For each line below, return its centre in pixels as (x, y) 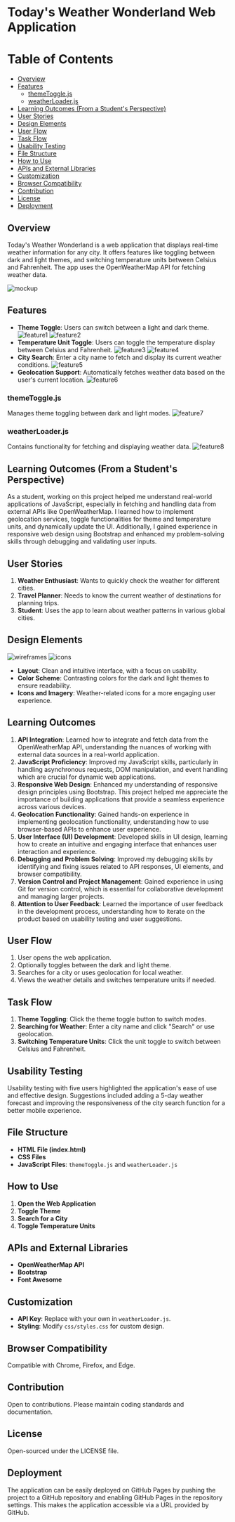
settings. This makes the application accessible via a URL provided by (108, 1504)
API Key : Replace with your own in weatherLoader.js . (94, 1319)
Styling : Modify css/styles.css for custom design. (91, 1327)
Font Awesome (40, 1279)
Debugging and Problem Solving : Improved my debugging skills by (115, 859)
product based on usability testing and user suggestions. (100, 919)
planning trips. (38, 602)
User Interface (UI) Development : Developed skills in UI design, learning (122, 837)
